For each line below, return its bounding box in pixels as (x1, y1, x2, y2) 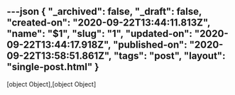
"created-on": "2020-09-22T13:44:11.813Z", (6, 17, 211, 29)
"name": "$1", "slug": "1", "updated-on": (6, 28, 193, 40)
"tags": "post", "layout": (113, 50, 226, 62)
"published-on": (112, 39, 187, 51)
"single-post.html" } (6, 61, 99, 73)
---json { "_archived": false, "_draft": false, (6, 6, 202, 18)
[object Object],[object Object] (6, 79, 97, 88)
